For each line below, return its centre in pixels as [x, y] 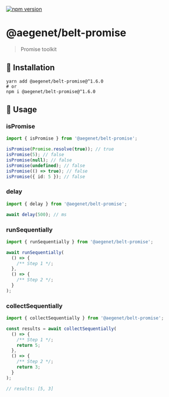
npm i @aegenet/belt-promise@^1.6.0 [51, 91]
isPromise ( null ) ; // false [39, 160]
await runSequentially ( [35, 252]
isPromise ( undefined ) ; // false [45, 166]
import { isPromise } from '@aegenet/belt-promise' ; [72, 138]
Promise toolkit [38, 49]
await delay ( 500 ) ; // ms [36, 214]
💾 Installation [31, 68]
